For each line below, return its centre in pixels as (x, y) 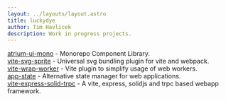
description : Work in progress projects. (70, 34)
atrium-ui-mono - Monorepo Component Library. (79, 54)
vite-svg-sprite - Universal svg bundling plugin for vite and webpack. (108, 61)
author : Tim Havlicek (39, 27)
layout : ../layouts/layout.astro (57, 14)
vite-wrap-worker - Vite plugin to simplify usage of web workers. (102, 69)
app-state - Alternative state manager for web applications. (94, 76)
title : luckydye (31, 20)
